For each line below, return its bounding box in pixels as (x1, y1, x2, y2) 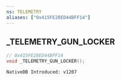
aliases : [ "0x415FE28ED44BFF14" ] (6, 14, 91, 20)
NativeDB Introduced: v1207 (6, 69, 77, 75)
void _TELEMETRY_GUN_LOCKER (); (6, 58, 85, 64)
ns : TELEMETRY (6, 8, 42, 15)
